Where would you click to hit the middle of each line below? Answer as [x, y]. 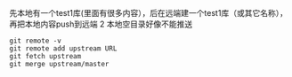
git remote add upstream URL [63, 49]
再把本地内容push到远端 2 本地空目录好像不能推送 [101, 24]
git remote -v [36, 41]
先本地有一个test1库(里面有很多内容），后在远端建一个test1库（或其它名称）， [148, 13]
